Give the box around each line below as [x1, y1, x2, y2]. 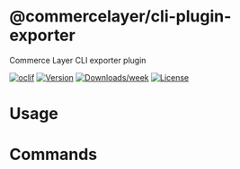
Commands [9, 145, 98, 165]
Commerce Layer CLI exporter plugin [9, 55, 147, 65]
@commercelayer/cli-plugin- [9, 6, 232, 27]
